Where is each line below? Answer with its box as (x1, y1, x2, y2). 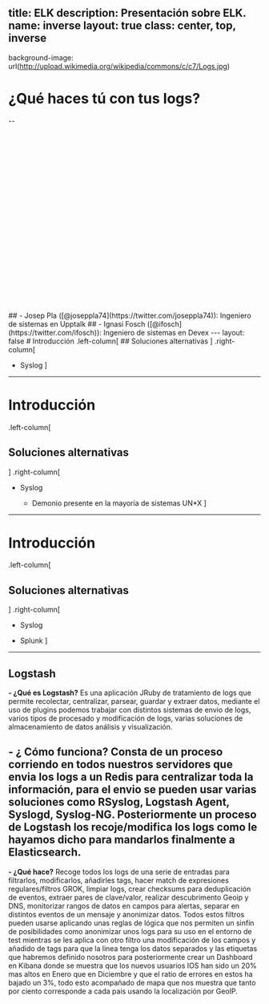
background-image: (8, 52, 74, 63)
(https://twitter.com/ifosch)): (8, 327, 102, 337)
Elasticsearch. (8, 846, 82, 860)
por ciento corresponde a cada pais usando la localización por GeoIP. (8, 986, 239, 996)
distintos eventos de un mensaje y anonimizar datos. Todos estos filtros (8, 909, 245, 919)
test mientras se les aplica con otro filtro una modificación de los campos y (8, 935, 256, 945)
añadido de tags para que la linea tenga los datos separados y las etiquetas (8, 943, 258, 953)
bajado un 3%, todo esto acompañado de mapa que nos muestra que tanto (8, 978, 256, 987)
